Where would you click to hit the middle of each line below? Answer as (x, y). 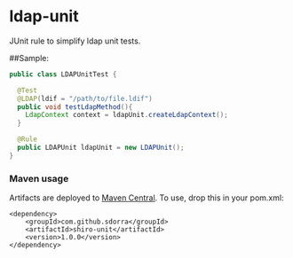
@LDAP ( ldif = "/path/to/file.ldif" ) (85, 98)
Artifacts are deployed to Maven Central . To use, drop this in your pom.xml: (146, 198)
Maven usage (39, 178)
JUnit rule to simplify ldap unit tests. (75, 41)
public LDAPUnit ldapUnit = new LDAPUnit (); (101, 148)
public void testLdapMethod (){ (75, 107)
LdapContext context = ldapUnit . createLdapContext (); (127, 115)
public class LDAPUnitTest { (63, 74)
